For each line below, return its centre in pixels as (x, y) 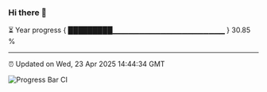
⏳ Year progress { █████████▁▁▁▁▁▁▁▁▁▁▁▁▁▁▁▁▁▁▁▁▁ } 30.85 (130, 30)
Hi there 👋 (28, 13)
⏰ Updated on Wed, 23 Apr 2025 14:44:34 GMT (87, 64)
